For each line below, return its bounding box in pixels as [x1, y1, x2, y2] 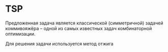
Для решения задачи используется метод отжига [5, 40, 114, 46]
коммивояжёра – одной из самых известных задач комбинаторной [5, 25, 152, 31]
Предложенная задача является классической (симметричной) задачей [5, 20, 164, 26]
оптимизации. [5, 31, 36, 37]
